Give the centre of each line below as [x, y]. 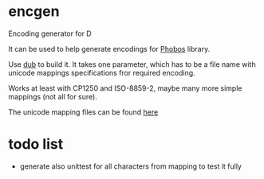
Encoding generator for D [50, 33]
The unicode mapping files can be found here [83, 112]
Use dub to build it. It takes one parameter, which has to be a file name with [132, 64]
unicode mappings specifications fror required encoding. [102, 72]
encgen [34, 12]
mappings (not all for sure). [53, 96]
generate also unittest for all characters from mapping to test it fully [130, 166]
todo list [36, 144]
